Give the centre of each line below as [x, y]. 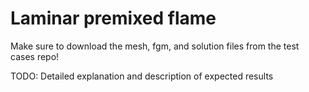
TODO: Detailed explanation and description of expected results [142, 76]
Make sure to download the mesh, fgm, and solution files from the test [155, 46]
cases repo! [35, 56]
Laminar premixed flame [113, 18]
